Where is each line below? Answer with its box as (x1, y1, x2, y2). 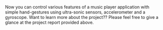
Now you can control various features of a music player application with (5, 4, 150, 10)
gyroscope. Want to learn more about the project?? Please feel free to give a (5, 15, 159, 20)
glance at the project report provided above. (5, 19, 94, 25)
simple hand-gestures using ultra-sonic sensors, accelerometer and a (5, 9, 145, 15)
